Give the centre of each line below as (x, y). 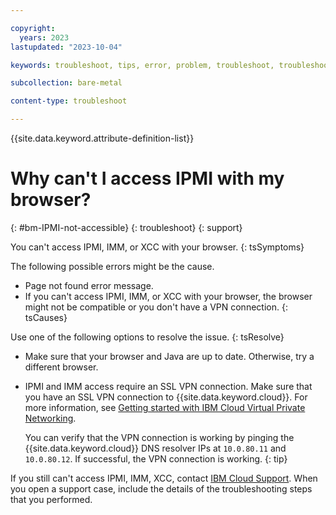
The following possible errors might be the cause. (112, 266)
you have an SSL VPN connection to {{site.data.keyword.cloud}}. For (166, 397)
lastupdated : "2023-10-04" (66, 47)
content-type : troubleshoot (69, 101)
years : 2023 (44, 37)
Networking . (50, 418)
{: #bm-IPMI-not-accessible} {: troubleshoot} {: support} (126, 227)
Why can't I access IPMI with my (147, 178)
